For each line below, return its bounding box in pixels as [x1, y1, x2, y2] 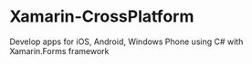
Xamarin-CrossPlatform [9, 6, 194, 27]
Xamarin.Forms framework [9, 45, 110, 56]
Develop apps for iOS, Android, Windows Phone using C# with [9, 36, 244, 47]
